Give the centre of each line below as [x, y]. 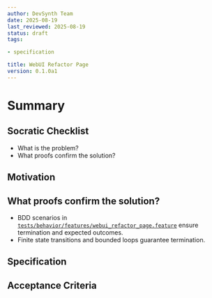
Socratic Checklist [48, 131]
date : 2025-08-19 [32, 20]
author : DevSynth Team [40, 14]
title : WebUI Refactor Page [48, 65]
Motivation [31, 177]
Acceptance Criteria [52, 285]
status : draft [28, 33]
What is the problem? [48, 148]
